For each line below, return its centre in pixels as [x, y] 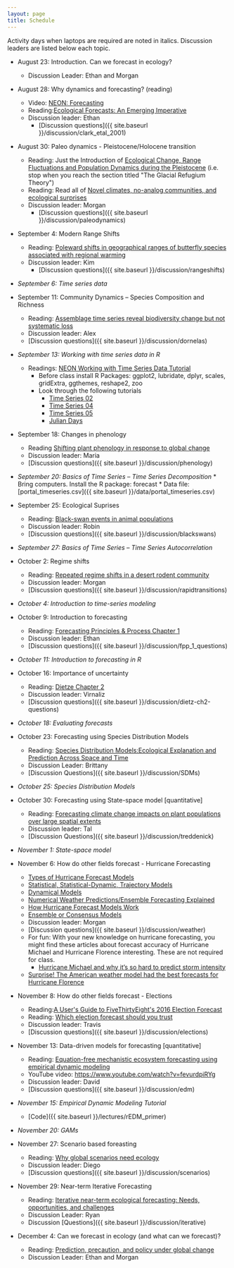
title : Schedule [31, 20]
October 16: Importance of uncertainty [73, 673]
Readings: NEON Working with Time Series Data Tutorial [109, 368]
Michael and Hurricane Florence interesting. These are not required [125, 952]
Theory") [41, 182]
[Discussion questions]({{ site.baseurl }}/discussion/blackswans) [122, 534]
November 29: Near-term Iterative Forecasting [85, 1186]
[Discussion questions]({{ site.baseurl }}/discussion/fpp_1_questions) [128, 645]
